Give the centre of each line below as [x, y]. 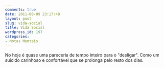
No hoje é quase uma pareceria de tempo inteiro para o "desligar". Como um [82, 55]
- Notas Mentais [22, 41]
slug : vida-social [24, 23]
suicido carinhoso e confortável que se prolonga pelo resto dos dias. [74, 60]
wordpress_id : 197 [24, 32]
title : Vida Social [25, 28]
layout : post [18, 18]
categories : [17, 37]
